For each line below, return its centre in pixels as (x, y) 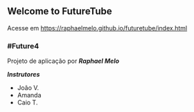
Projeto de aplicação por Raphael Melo (63, 61)
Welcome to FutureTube (60, 11)
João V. (28, 88)
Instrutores (24, 75)
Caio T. (27, 102)
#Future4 (23, 46)
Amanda (29, 95)
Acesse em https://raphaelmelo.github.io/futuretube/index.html (97, 28)
